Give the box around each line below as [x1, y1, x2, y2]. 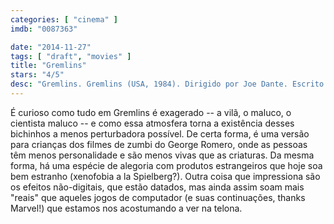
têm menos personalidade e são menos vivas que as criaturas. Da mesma [10, 149, 315, 161]
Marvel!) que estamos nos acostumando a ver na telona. [10, 202, 243, 214]
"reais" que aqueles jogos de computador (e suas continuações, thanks [10, 191, 306, 203]
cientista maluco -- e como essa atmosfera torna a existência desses [10, 117, 295, 129]
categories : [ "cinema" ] [10, 14, 118, 25]
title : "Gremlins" [10, 61, 87, 71]
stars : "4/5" [10, 70, 65, 80]
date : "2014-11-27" [10, 42, 92, 52]
